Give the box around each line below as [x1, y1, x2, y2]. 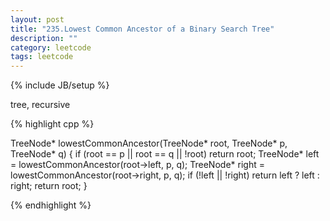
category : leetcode [10, 42, 92, 53]
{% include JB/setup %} [10, 79, 110, 91]
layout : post [10, 14, 65, 25]
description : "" [10, 33, 78, 43]
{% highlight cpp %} [10, 118, 95, 130]
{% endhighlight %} [10, 199, 92, 211]
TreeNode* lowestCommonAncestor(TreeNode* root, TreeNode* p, [10, 137, 288, 150]
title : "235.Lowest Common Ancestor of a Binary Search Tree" [10, 24, 275, 34]
